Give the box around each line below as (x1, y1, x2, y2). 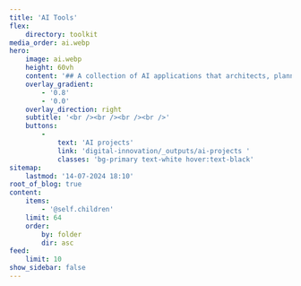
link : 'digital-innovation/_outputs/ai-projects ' (56, 146, 251, 155)
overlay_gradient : (25, 80, 94, 89)
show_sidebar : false (9, 264, 87, 273)
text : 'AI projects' (56, 138, 134, 147)
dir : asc (41, 238, 74, 247)
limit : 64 (25, 212, 63, 222)
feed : (9, 247, 30, 256)
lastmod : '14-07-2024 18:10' (25, 171, 134, 180)
